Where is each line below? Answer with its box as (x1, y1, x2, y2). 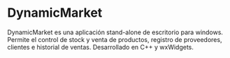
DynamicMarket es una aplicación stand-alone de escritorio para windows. (7, 28, 224, 36)
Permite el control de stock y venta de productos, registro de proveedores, (7, 35, 222, 43)
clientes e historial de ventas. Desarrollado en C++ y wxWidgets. (7, 43, 194, 51)
